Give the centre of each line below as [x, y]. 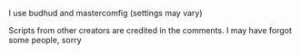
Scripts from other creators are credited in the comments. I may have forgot [150, 30]
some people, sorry [45, 40]
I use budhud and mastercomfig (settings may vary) [105, 13]
